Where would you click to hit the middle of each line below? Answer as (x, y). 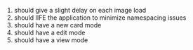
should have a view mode (51, 40)
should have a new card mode (58, 25)
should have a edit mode (49, 32)
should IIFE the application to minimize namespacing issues (100, 18)
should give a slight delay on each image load (80, 10)
